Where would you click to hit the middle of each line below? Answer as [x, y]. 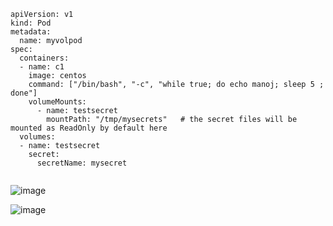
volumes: [37, 137]
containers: [44, 58]
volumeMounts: [57, 102]
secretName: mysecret [82, 163]
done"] [24, 93]
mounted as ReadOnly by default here [89, 128]
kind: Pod [31, 23]
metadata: [31, 32]
